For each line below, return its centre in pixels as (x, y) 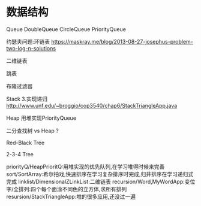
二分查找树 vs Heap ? (32, 131)
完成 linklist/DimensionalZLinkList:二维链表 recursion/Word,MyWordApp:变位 (101, 181)
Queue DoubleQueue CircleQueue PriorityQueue (66, 29)
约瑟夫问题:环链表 (28, 41)
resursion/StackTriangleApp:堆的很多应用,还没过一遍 (71, 196)
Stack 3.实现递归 (27, 99)
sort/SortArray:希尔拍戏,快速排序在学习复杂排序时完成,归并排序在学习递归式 (100, 174)
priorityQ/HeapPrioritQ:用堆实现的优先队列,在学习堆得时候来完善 (85, 166)
